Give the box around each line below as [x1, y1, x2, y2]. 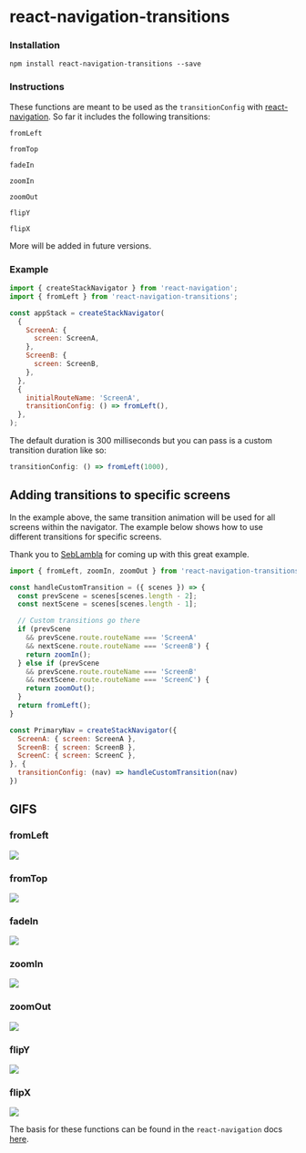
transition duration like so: [9, 444, 107, 456]
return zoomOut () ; [25, 684, 96, 693]
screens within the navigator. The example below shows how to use [9, 521, 264, 532]
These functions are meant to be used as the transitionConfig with [9, 101, 264, 112]
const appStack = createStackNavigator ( [9, 308, 166, 318]
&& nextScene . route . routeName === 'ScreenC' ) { [25, 676, 209, 685]
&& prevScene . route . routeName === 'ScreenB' [25, 667, 198, 676]
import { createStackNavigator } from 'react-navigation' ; [9, 284, 239, 293]
